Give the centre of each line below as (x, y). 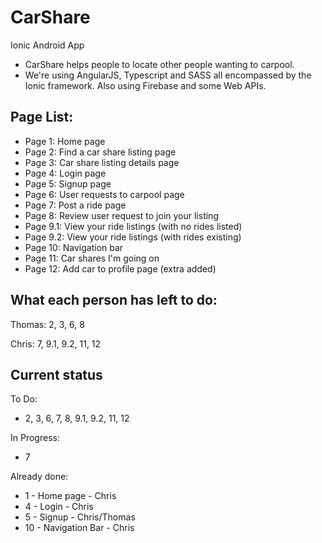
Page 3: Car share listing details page (102, 162)
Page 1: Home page (65, 141)
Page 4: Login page (65, 173)
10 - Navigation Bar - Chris (79, 528)
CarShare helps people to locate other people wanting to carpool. (159, 64)
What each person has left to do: (114, 300)
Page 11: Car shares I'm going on (92, 258)
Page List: (42, 117)
